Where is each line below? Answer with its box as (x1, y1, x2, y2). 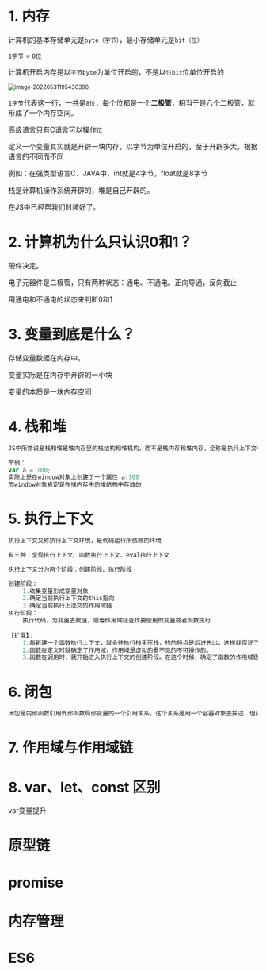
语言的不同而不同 (8, 152, 64, 161)
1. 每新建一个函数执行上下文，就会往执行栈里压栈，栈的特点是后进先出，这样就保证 (22, 638, 253, 647)
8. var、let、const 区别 (8, 778, 161, 796)
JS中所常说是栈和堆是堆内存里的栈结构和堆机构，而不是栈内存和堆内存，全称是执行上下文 (8, 444, 257, 453)
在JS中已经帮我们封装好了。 (8, 202, 101, 211)
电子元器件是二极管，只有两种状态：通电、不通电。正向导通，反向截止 (8, 277, 237, 287)
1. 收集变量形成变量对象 (22, 587, 89, 595)
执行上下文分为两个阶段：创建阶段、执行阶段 (8, 565, 132, 573)
